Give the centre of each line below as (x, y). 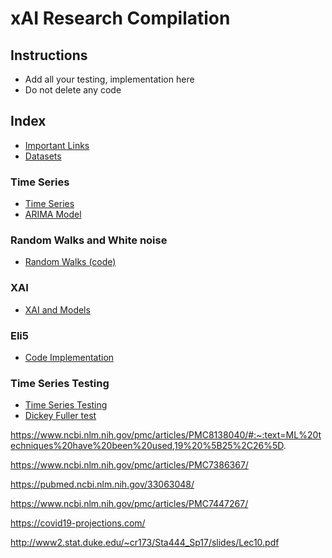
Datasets (43, 156)
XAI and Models (57, 309)
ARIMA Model (53, 214)
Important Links (57, 145)
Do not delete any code (73, 90)
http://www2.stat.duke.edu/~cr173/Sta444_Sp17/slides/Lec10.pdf (145, 543)
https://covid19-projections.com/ (78, 523)
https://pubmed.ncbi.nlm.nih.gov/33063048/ (102, 484)
